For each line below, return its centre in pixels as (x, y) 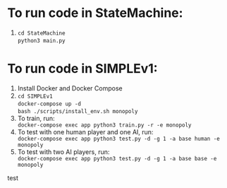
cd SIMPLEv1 (35, 96)
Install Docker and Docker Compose (70, 88)
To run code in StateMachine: (95, 13)
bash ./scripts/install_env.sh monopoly (78, 111)
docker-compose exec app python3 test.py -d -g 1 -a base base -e (117, 158)
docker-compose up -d (49, 104)
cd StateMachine (41, 33)
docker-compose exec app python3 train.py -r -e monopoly (104, 125)
